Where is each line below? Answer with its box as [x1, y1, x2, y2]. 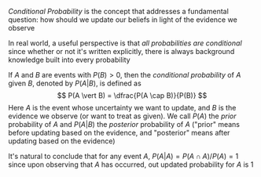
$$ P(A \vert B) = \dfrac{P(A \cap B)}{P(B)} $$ [57, 91, 208, 100]
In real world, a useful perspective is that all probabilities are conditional [8, 38, 242, 48]
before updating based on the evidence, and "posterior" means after [8, 128, 230, 137]
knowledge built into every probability [8, 55, 131, 64]
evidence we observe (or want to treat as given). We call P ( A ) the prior [8, 111, 237, 121]
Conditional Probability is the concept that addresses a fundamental [8, 7, 230, 16]
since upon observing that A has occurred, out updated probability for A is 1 [8, 160, 254, 169]
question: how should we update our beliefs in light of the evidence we [8, 15, 237, 24]
